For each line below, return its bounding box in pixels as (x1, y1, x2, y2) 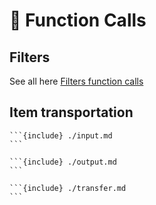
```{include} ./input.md (9, 130, 113, 141)
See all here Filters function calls (9, 75, 144, 87)
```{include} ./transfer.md (9, 183, 127, 193)
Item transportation (9, 104, 134, 121)
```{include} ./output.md (9, 157, 117, 167)
